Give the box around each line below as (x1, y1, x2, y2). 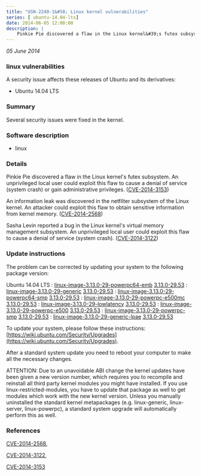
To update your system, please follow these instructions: (6, 325, 145, 332)
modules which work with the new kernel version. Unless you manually (6, 392, 181, 399)
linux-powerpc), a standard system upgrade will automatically (25, 405, 177, 412)
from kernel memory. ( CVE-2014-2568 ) (6, 210, 103, 217)
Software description (6, 131, 69, 140)
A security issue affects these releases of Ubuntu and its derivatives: (6, 76, 176, 83)
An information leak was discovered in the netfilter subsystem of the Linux (6, 198, 190, 205)
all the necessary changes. (6, 355, 73, 362)
